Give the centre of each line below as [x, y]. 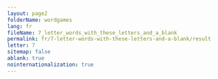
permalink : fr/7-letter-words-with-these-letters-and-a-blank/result [109, 39]
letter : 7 [21, 45]
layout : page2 [28, 13]
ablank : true [26, 58]
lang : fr [20, 26]
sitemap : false [29, 52]
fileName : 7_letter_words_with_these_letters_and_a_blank [92, 33]
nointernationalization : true [51, 65]
